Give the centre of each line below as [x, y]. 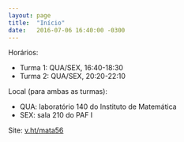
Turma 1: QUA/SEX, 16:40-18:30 [71, 68]
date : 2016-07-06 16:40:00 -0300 [67, 30]
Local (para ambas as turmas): [58, 92]
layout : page [30, 15]
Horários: [23, 53]
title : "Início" [37, 23]
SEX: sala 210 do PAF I [56, 115]
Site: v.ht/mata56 [36, 130]
